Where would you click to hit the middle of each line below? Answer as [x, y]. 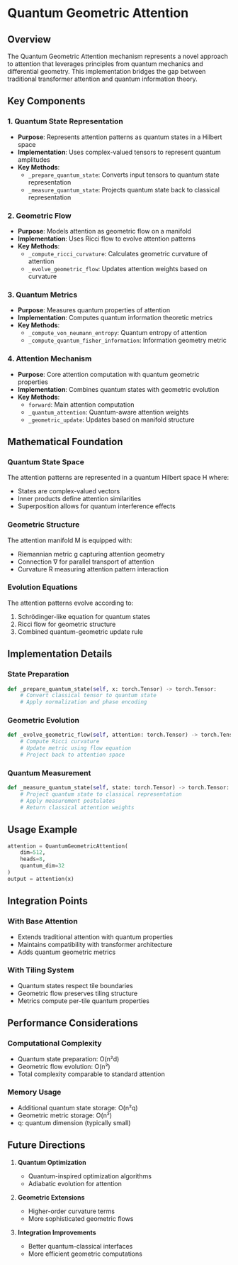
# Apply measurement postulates [68, 801]
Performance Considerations [73, 1023]
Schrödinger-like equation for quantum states [84, 616]
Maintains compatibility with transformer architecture [95, 944]
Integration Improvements [57, 1232]
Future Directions [46, 1145]
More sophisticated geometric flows [81, 1218]
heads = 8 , [33, 859]
